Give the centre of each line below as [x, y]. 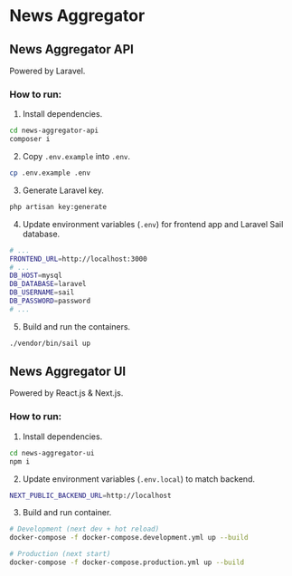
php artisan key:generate [58, 206]
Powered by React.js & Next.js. [66, 393]
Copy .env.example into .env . [76, 157]
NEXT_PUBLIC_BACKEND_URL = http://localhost [90, 495]
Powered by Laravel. [47, 71]
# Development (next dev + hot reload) [85, 529]
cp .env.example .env [50, 173]
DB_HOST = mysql [36, 276]
